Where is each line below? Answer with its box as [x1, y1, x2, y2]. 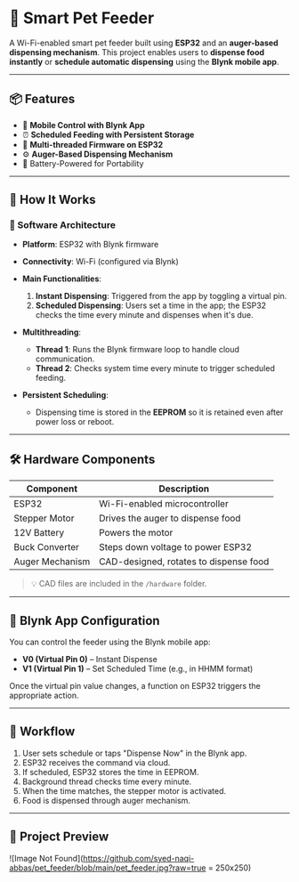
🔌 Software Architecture [9, 219, 116, 231]
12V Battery [13, 527, 65, 539]
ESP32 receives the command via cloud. [21, 757, 171, 768]
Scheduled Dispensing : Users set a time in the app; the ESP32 [35, 300, 267, 311]
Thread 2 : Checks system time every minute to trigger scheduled [35, 363, 276, 374]
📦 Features [9, 92, 76, 107]
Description [158, 482, 210, 495]
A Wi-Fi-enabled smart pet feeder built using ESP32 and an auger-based [9, 37, 279, 48]
